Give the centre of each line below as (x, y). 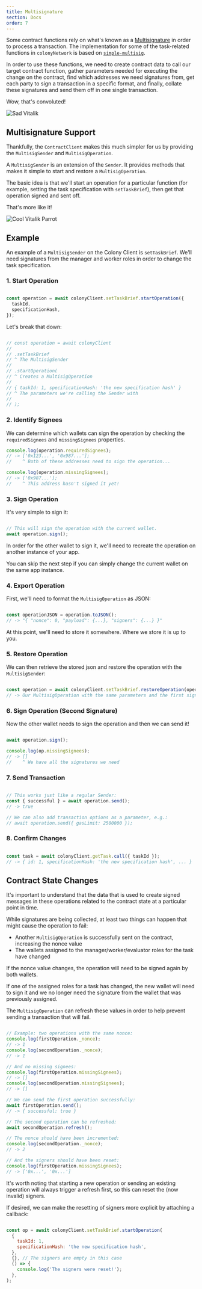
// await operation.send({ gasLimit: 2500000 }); (70, 823)
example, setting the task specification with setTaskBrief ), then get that (95, 189)
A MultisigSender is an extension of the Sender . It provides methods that (96, 165)
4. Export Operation (35, 585)
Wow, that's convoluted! (36, 102)
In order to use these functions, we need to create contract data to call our (99, 64)
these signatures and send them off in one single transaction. (82, 90)
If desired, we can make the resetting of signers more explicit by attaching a (100, 1207)
